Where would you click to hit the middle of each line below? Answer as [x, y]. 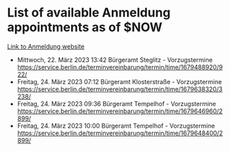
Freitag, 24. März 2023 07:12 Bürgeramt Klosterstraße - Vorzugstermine [119, 81]
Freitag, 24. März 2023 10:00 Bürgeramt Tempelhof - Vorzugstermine [116, 125]
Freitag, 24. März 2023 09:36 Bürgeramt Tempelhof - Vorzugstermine [116, 103]
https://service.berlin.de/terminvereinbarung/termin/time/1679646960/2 [120, 111]
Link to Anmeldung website [46, 46]
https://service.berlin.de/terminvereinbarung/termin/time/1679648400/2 [120, 133]
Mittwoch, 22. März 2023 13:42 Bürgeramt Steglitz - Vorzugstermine [115, 59]
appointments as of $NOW [85, 27]
